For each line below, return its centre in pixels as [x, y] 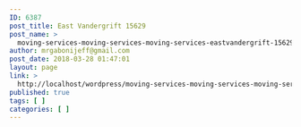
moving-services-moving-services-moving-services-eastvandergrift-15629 [156, 42]
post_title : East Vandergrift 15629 [77, 26]
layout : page [34, 68]
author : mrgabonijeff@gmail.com [69, 51]
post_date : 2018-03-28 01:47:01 [69, 59]
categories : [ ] [39, 109]
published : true [39, 92]
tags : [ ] [28, 101]
